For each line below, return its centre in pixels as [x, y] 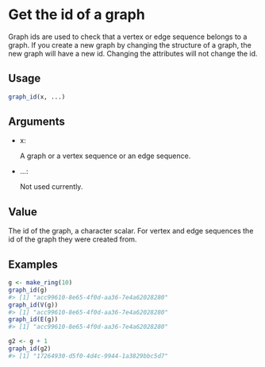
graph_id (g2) [30, 349]
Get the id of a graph [77, 15]
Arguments [37, 122]
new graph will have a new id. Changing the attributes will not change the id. [133, 53]
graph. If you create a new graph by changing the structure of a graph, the [130, 44]
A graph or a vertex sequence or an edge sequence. [105, 156]
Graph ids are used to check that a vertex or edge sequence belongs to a [128, 37]
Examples [33, 264]
